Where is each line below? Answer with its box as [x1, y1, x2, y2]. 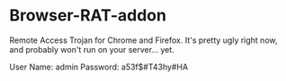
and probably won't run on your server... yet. [9, 44, 175, 54]
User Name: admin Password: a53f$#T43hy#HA [9, 61, 189, 72]
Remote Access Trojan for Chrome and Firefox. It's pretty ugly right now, [9, 35, 278, 45]
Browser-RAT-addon [9, 5, 166, 26]
